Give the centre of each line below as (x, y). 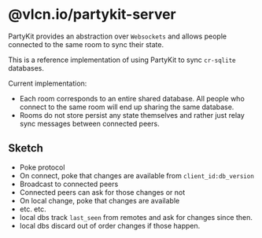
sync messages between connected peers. (89, 123)
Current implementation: (48, 83)
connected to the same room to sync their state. (86, 44)
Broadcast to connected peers (69, 184)
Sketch (26, 148)
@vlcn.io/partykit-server (92, 15)
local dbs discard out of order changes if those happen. (110, 225)
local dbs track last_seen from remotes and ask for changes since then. (136, 217)
